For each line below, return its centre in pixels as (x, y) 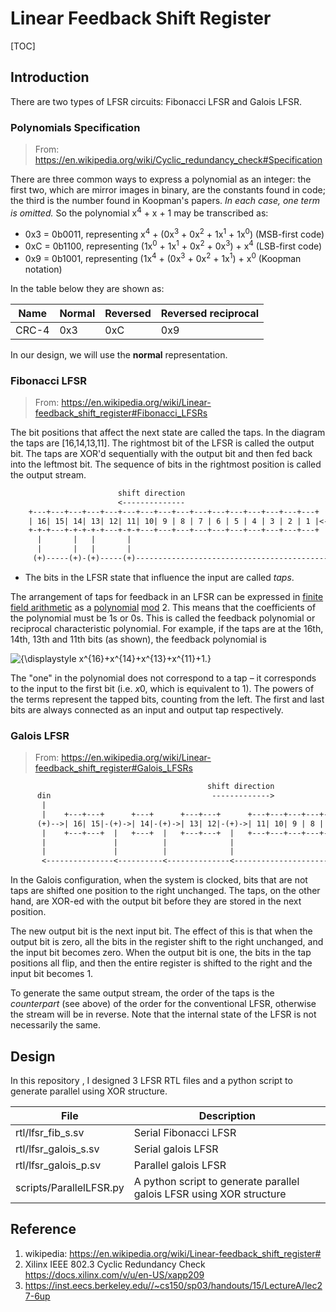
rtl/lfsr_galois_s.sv (57, 1149)
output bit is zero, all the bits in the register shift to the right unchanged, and (167, 942)
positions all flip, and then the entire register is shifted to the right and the (161, 963)
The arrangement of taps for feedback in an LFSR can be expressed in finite (167, 596)
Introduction (50, 77)
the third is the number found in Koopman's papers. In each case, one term (165, 201)
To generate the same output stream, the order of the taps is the (142, 993)
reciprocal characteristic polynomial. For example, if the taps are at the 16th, (167, 628)
